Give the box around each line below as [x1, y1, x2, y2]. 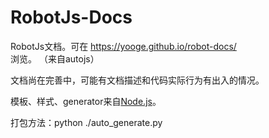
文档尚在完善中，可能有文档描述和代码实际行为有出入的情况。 [10, 74, 265, 86]
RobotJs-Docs [10, 6, 133, 29]
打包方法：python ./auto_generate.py [10, 116, 163, 128]
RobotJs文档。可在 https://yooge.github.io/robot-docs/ [10, 40, 237, 52]
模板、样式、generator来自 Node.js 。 [10, 95, 162, 107]
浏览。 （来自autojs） [10, 52, 100, 65]
